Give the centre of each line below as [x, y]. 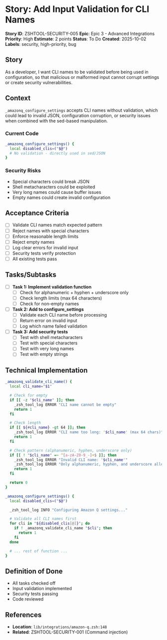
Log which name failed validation [54, 326]
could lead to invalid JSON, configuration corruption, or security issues [78, 115]
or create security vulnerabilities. [39, 82]
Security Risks [23, 170]
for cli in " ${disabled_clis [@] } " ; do [50, 524]
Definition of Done [34, 571]
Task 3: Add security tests [40, 332]
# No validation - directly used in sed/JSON [58, 153]
